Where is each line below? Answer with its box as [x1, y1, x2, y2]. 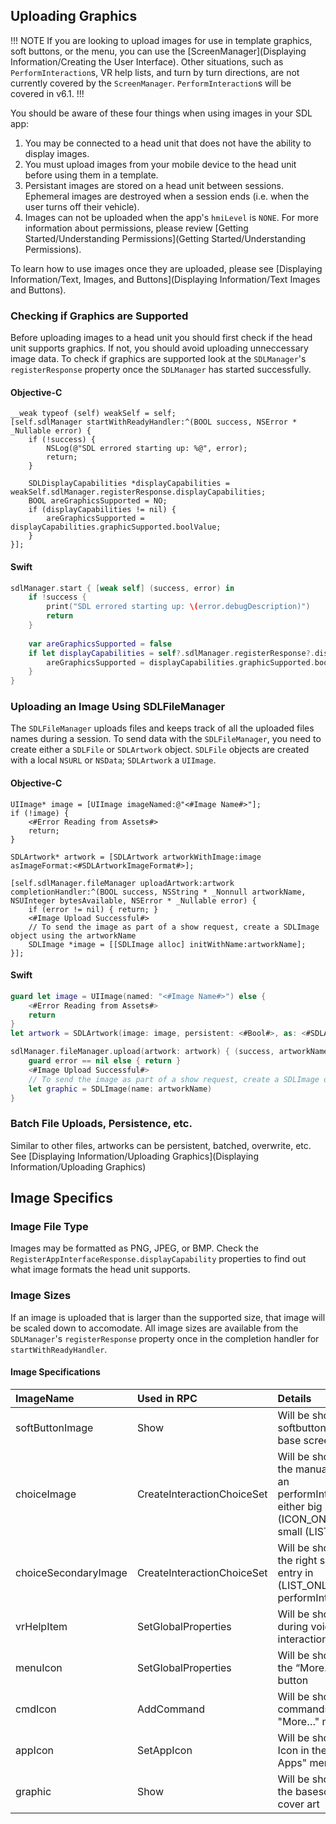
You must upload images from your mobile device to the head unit [24, 158, 297, 170]
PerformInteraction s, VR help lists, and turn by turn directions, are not [10, 66, 300, 78]
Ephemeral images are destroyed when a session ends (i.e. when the [24, 190, 310, 202]
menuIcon [15, 1660, 63, 1674]
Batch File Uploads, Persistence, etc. [10, 1117, 193, 1131]
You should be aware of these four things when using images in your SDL [10, 107, 313, 119]
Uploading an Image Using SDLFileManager [10, 700, 226, 714]
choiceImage [15, 1487, 77, 1501]
